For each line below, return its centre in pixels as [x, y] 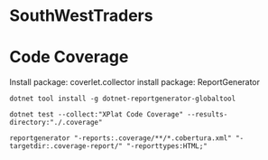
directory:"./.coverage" [56, 123]
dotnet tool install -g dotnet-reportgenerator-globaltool [123, 99]
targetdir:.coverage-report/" [66, 146]
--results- [207, 115]
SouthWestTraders [81, 16]
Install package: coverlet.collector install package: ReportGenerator [134, 82]
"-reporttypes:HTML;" [166, 146]
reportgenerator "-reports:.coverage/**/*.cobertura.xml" [120, 138]
